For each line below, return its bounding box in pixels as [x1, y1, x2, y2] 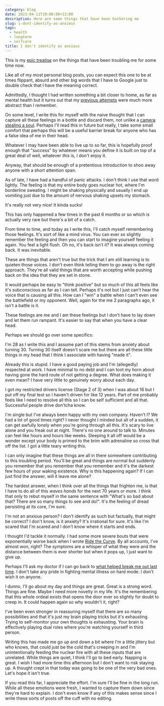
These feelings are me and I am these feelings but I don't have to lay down [5, 312, 156, 318]
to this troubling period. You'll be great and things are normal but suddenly [5, 457, 155, 464]
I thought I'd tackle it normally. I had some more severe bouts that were [5, 533, 149, 539]
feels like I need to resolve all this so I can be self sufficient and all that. [5, 397, 149, 403]
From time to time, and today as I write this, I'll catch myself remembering [5, 226, 153, 232]
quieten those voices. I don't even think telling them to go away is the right [5, 261, 155, 267]
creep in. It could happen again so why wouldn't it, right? [5, 599, 120, 605]
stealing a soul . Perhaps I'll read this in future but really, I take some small [5, 122, 153, 128]
